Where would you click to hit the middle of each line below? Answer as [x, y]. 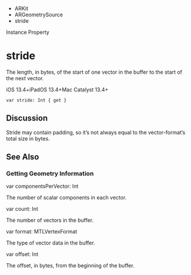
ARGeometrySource [39, 15]
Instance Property [28, 32]
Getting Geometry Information [50, 174]
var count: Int [22, 209]
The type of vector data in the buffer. [51, 243]
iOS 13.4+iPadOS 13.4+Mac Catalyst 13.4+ [57, 90]
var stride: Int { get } [36, 100]
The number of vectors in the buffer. [50, 220]
